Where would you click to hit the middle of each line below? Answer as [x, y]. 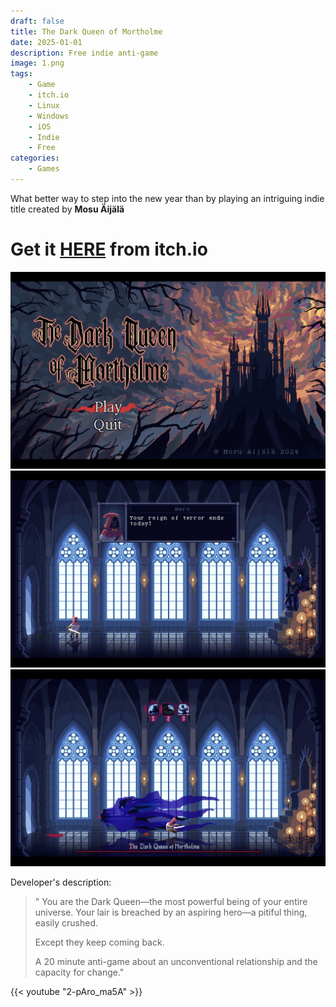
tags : [21, 74]
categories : [35, 158]
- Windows [49, 116]
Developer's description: [61, 882]
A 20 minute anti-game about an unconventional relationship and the [176, 961]
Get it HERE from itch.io [109, 249]
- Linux [44, 105]
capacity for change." [79, 972]
